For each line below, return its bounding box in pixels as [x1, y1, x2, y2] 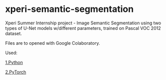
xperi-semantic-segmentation [5, 3, 134, 15]
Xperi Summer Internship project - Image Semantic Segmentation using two [5, 20, 161, 26]
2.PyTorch [5, 69, 26, 75]
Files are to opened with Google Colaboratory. [5, 40, 100, 46]
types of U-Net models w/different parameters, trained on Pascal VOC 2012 [5, 25, 161, 31]
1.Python [5, 59, 23, 65]
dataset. [5, 30, 22, 36]
